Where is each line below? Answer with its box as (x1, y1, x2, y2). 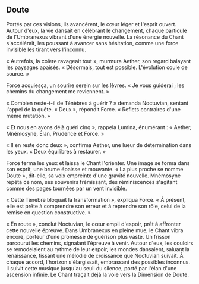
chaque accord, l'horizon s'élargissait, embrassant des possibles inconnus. (6, 258, 191, 266)
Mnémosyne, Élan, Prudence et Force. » (6, 130, 105, 137)
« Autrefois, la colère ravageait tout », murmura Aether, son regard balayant (6, 57, 191, 64)
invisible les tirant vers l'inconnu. (6, 46, 87, 53)
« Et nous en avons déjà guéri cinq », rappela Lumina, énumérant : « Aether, (6, 123, 192, 130)
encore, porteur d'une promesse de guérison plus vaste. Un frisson (6, 233, 171, 240)
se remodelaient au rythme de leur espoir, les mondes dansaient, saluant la (6, 245, 190, 252)
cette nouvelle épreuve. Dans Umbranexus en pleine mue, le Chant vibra (6, 226, 184, 234)
